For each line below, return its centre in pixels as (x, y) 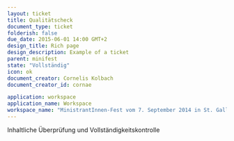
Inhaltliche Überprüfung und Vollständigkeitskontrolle (84, 130)
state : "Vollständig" (39, 65)
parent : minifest (32, 59)
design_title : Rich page (43, 46)
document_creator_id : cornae (49, 85)
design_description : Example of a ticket (68, 53)
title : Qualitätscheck (40, 20)
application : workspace (42, 97)
